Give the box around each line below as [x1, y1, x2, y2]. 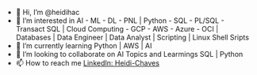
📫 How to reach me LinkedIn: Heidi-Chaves [15, 58, 160, 67]
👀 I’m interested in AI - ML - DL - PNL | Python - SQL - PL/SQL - [15, 16, 224, 25]
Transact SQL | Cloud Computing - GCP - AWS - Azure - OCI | [15, 24, 219, 33]
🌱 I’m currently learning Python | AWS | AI [15, 41, 152, 51]
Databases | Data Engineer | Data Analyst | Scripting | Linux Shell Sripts [15, 32, 250, 42]
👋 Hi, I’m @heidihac [15, 8, 80, 17]
